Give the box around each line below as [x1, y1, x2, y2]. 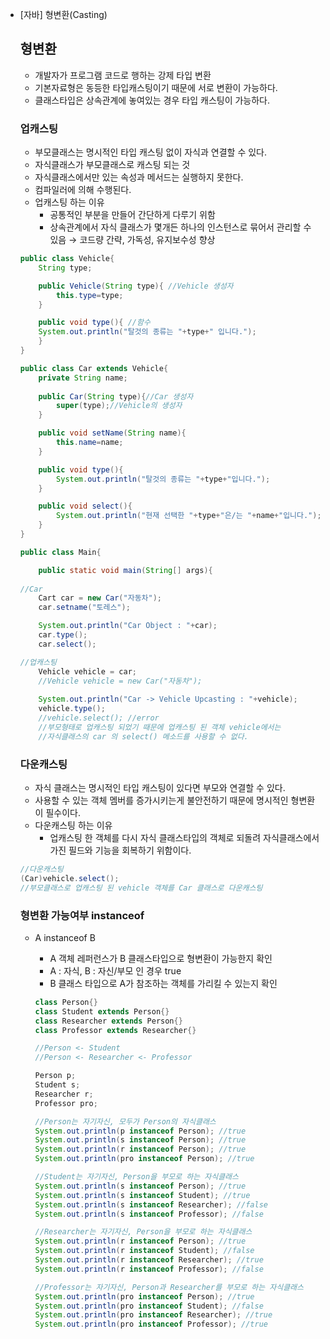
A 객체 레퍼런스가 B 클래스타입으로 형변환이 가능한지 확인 [49, 952, 273, 964]
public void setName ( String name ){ [38, 428, 187, 438]
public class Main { [19, 547, 102, 557]
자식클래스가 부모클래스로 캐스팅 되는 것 [34, 159, 191, 171]
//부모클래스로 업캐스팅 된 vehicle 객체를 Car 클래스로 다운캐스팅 [19, 883, 263, 893]
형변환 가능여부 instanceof [19, 908, 145, 922]
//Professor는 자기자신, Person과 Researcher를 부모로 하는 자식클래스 [34, 1282, 304, 1292]
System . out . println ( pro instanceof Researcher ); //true [34, 1310, 273, 1320]
